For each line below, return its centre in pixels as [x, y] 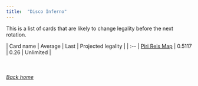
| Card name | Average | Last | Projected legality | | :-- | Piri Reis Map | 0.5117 [99, 46]
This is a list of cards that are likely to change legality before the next [90, 28]
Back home [20, 77]
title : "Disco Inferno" [37, 11]
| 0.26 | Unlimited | [29, 52]
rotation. [16, 34]
